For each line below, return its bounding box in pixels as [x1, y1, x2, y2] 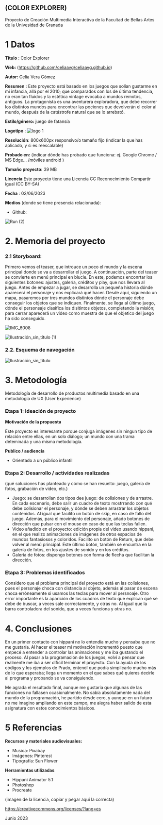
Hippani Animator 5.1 [12, 777, 53, 783]
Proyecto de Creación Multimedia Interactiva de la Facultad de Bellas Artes [5, 17, 155, 22]
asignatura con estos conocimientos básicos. [5, 705, 96, 711]
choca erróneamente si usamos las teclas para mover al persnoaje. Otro [5, 590, 149, 596]
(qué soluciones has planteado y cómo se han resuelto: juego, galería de [5, 481, 150, 487]
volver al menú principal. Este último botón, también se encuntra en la [12, 541, 152, 548]
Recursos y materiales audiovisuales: [5, 738, 82, 744]
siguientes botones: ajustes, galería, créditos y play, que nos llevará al [5, 279, 145, 286]
